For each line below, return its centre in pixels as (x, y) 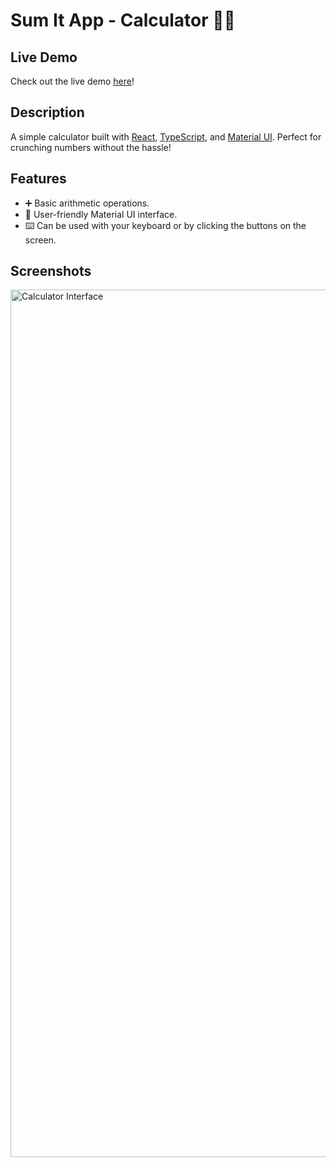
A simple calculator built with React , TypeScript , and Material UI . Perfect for (166, 136)
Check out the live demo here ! (72, 81)
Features (38, 179)
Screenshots (51, 271)
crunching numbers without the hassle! (91, 147)
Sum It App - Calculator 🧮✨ (123, 20)
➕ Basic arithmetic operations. (87, 203)
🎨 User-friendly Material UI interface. (101, 214)
